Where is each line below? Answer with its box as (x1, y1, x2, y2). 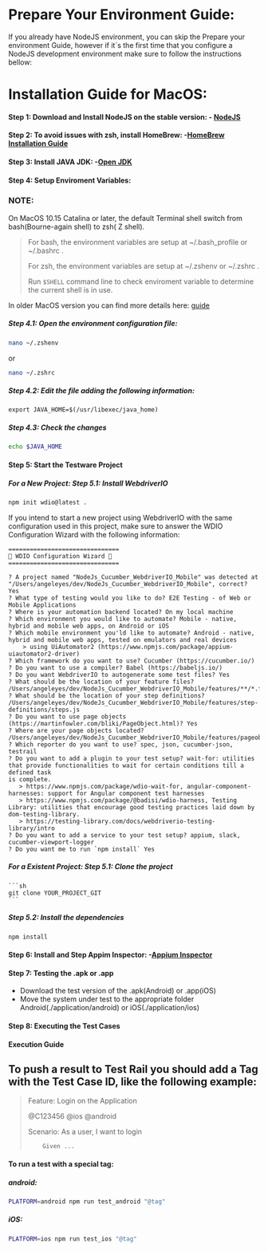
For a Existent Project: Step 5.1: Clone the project (8, 862, 173, 871)
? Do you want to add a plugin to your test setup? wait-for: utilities (8, 754, 255, 762)
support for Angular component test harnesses (47, 789, 205, 797)
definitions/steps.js (8, 706, 81, 714)
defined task (8, 768, 52, 777)
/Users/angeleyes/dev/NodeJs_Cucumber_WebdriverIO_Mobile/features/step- (8, 698, 259, 706)
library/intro (8, 824, 56, 832)
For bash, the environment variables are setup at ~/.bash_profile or (27, 237, 248, 246)
